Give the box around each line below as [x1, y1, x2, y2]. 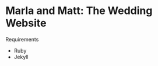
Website [5, 16, 47, 30]
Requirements [5, 36, 39, 43]
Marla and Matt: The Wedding [5, 4, 153, 18]
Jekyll [13, 53, 29, 60]
